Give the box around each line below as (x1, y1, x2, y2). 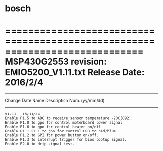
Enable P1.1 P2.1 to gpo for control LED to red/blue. (5, 129, 118, 134)
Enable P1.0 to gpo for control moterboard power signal (5, 120, 123, 125)
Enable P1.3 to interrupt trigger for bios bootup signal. (5, 137, 127, 142)
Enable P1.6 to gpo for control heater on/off (5, 125, 101, 130)
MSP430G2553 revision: (5, 57, 107, 67)
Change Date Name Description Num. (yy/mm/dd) (5, 98, 105, 104)
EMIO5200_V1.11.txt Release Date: (5, 67, 145, 78)
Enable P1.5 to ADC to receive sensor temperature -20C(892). (5, 116, 133, 121)
